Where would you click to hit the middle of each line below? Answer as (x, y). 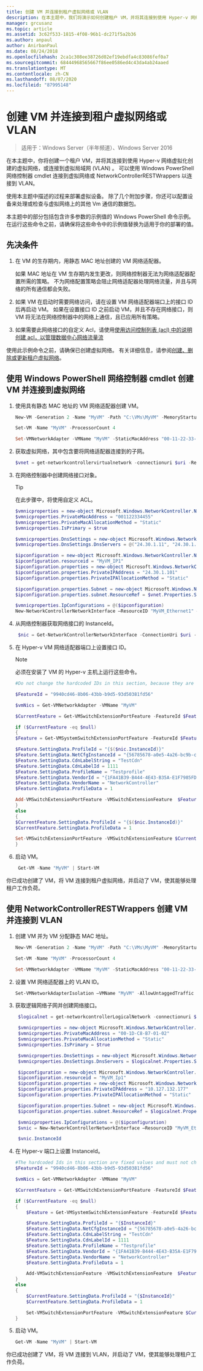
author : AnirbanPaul (32, 46)
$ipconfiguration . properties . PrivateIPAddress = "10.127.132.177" (103, 1089)
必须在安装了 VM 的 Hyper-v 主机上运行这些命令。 (77, 672)
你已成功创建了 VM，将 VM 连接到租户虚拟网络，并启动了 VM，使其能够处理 (101, 880)
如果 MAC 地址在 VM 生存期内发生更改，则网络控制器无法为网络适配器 (102, 274)
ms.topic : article (29, 29)
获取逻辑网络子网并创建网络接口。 (57, 1005)
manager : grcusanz (29, 23)
